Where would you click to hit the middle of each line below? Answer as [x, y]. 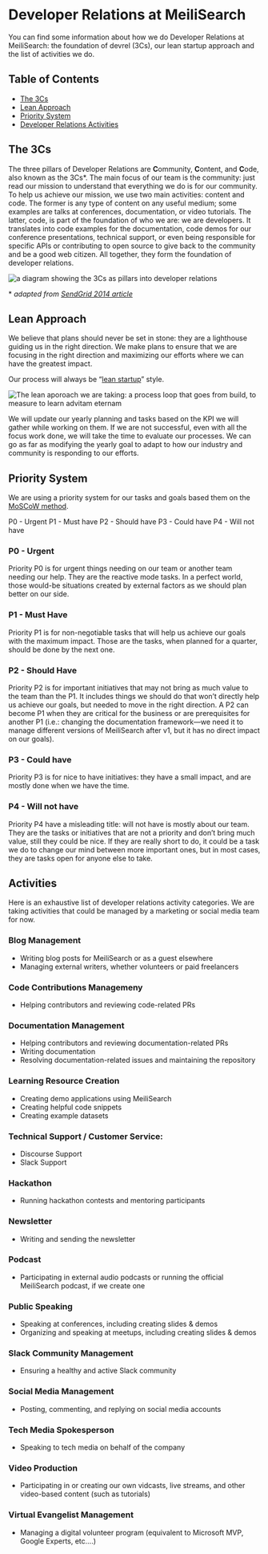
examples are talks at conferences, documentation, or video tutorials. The [130, 211]
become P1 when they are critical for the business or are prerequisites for [129, 714]
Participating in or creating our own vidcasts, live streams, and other [132, 1486]
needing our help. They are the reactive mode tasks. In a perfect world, [126, 577]
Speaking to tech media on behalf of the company [102, 1447]
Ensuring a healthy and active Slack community [98, 1371]
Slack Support [43, 1162]
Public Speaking [41, 1306]
